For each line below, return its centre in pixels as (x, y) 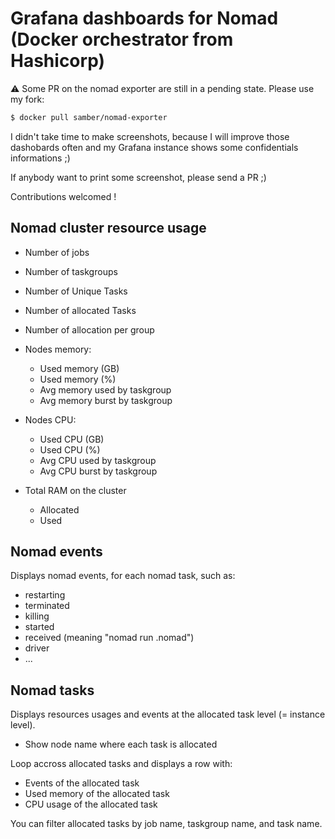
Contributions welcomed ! (63, 196)
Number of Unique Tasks (76, 291)
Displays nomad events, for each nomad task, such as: (123, 576)
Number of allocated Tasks (80, 310)
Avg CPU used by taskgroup (98, 460)
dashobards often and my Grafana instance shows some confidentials (154, 147)
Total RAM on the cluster (75, 490)
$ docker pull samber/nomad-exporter (89, 117)
